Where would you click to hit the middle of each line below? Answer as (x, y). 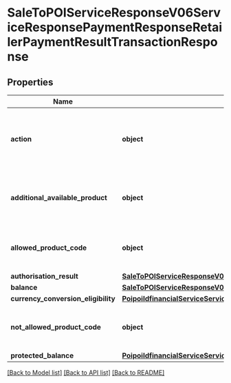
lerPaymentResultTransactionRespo (112, 42)
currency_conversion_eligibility (63, 298)
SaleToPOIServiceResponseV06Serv (114, 13)
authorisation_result (45, 276)
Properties (30, 82)
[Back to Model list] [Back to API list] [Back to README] (86, 373)
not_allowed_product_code (56, 327)
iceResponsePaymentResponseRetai (115, 27)
